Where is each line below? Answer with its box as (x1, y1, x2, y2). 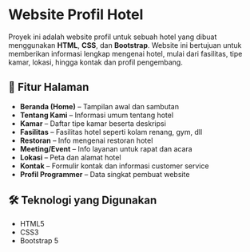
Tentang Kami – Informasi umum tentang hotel (19, 110, 174, 120)
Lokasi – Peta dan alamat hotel (19, 152, 121, 162)
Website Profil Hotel (8, 6, 144, 24)
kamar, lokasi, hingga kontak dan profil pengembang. (8, 57, 184, 67)
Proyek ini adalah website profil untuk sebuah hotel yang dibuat (8, 32, 217, 41)
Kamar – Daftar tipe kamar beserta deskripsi (19, 118, 166, 128)
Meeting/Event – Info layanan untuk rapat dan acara (19, 144, 193, 153)
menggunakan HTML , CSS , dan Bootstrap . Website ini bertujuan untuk (8, 40, 242, 49)
